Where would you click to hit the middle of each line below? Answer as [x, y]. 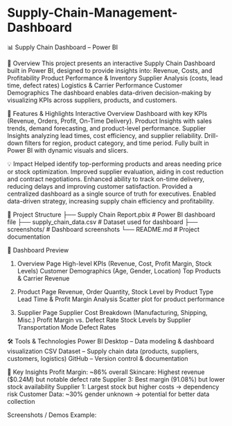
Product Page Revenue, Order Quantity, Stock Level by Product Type [115, 291]
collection [21, 401]
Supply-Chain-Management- [92, 13]
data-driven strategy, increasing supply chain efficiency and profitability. [111, 201]
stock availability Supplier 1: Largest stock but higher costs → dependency [113, 386]
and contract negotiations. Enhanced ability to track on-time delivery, [106, 179]
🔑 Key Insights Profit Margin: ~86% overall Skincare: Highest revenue [106, 372]
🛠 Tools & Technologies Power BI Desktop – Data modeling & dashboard [111, 341]
